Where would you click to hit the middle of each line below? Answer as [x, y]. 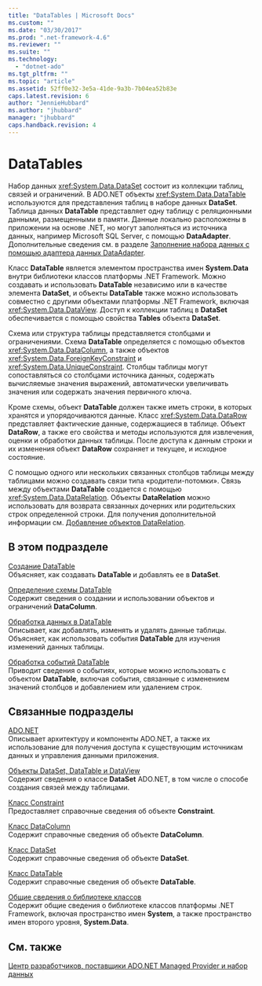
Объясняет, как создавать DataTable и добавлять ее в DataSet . [115, 574]
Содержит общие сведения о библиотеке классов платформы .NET [121, 906]
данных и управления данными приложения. [84, 756]
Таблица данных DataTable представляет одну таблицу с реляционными [130, 211]
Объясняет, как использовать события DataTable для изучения [115, 638]
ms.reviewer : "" [35, 45]
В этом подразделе [58, 547]
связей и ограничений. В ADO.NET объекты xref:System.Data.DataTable [127, 194]
